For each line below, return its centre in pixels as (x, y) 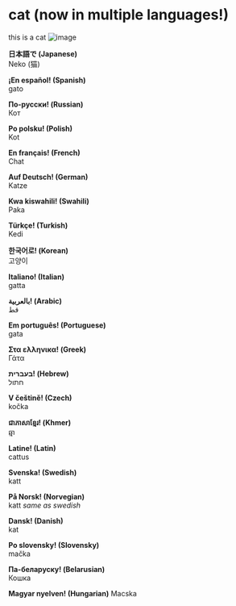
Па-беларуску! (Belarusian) (57, 569)
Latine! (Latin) (32, 448)
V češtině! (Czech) (40, 398)
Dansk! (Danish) (36, 520)
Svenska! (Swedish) (43, 472)
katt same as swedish (45, 505)
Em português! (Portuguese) (57, 325)
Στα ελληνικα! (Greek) (48, 349)
